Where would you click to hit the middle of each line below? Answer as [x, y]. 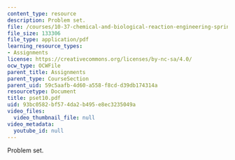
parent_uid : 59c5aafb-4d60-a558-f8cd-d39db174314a [83, 85]
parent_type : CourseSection [48, 79]
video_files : [26, 111]
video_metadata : [31, 124]
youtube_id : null [39, 131]
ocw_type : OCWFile [34, 66]
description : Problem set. [47, 20]
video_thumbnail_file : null [55, 117]
